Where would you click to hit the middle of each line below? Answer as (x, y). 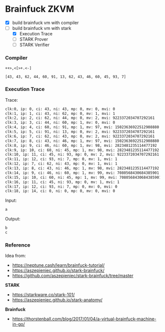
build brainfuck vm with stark (42, 28)
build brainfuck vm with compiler (45, 23)
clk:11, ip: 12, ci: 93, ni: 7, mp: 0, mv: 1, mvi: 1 (61, 159)
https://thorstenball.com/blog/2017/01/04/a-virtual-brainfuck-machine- (84, 319)
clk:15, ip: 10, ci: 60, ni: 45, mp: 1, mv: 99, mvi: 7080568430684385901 (83, 177)
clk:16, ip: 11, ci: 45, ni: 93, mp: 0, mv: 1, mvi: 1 (62, 182)
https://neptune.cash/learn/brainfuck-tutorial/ (58, 265)
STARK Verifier (35, 45)
